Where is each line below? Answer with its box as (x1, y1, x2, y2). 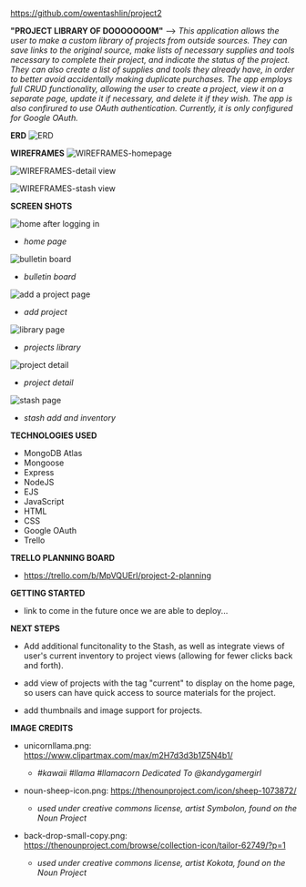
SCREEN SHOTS (10, 200, 73, 211)
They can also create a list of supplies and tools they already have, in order (10, 64, 295, 75)
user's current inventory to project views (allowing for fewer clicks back (23, 650, 293, 661)
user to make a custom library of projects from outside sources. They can (10, 36, 288, 46)
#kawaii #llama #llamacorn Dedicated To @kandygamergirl (36, 768, 262, 778)
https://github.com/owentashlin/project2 (10, 8, 162, 18)
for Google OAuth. (10, 113, 78, 123)
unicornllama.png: (23, 740, 92, 750)
